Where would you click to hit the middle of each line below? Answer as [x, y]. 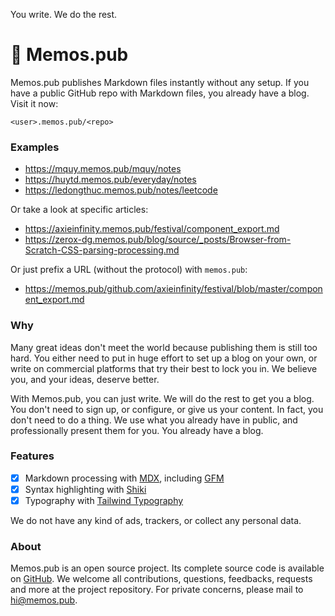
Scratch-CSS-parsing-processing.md [102, 250]
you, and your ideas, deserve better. [85, 379]
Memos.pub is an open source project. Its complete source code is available [167, 568]
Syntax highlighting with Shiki [85, 489]
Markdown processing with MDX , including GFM [124, 478]
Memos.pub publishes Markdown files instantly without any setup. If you [160, 82]
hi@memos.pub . [44, 600]
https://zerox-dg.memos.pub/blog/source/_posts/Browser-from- [158, 240]
